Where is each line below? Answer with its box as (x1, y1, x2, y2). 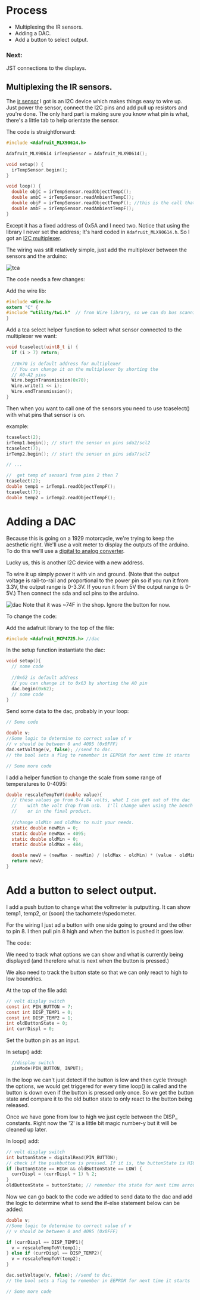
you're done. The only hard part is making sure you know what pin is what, (6, 110, 189, 118)
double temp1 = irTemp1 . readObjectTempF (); (6, 484, 116, 490)
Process (6, 4, 48, 17)
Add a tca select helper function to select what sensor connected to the (6, 326, 182, 333)
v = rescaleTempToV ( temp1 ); (11, 1244, 82, 1251)
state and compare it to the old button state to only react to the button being (6, 1095, 192, 1102)
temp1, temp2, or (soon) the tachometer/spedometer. (6, 909, 136, 917)
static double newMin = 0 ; (11, 825, 79, 831)
